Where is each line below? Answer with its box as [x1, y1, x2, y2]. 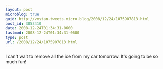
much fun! [5, 58, 27, 65]
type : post [5, 35, 28, 40]
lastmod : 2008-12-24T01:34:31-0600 [5, 30, 80, 35]
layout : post [5, 7, 33, 12]
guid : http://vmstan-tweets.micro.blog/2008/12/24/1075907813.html [5, 16, 150, 21]
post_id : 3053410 [5, 21, 42, 26]
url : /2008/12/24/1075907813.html [5, 40, 78, 45]
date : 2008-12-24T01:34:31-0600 [5, 26, 73, 31]
